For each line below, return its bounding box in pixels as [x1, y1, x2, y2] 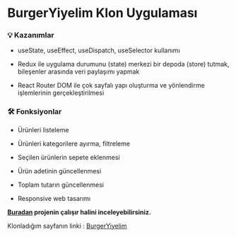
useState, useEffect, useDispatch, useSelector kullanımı [17, 46, 180, 54]
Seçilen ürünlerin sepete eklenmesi [17, 153, 120, 161]
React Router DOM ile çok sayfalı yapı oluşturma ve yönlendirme [17, 81, 205, 90]
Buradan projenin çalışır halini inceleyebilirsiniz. [7, 207, 152, 216]
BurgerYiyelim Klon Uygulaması [7, 5, 198, 21]
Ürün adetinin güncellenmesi [17, 166, 102, 175]
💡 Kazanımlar [7, 30, 54, 40]
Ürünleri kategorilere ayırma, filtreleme [17, 139, 131, 148]
